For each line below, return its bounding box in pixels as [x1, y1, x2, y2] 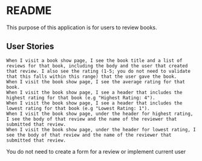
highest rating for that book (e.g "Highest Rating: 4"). [6, 95, 155, 101]
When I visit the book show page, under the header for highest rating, [6, 111, 194, 117]
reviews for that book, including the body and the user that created [6, 63, 188, 69]
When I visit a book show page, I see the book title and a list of [6, 57, 183, 64]
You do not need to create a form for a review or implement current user [6, 148, 186, 155]
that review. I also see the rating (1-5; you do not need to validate [6, 68, 191, 74]
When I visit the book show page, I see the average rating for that [6, 78, 186, 85]
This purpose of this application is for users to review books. [6, 24, 157, 31]
